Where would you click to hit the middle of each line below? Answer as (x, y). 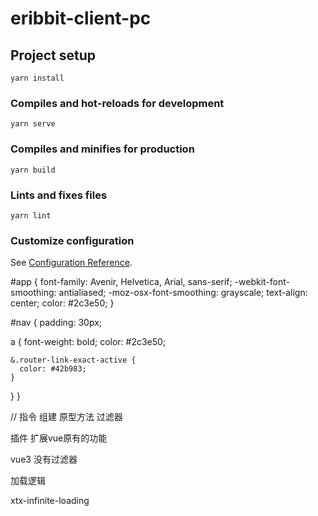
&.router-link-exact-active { (73, 360)
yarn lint (31, 215)
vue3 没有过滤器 (44, 459)
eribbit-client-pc (81, 18)
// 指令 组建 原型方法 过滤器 (66, 417)
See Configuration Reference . (71, 263)
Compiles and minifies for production (102, 149)
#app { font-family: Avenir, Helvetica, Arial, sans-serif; (121, 282)
